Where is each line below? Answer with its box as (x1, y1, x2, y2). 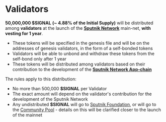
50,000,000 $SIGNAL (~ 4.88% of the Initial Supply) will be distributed (5, 20, 154, 26)
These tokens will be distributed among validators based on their (12, 61, 146, 67)
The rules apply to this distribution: (5, 76, 77, 82)
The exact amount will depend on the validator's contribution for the (12, 91, 152, 97)
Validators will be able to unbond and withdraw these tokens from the (12, 51, 155, 57)
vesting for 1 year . (5, 30, 43, 36)
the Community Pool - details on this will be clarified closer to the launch (12, 107, 162, 113)
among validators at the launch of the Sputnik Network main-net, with (5, 25, 151, 31)
